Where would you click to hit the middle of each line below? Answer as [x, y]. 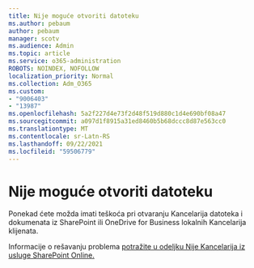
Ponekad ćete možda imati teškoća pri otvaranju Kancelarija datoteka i [125, 214]
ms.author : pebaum [39, 23]
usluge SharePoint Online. [52, 255]
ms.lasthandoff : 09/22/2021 [56, 144]
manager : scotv [34, 38]
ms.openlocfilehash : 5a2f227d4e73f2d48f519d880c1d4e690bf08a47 [117, 114]
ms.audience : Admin [41, 46]
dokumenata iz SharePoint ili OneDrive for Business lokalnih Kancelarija [127, 223]
